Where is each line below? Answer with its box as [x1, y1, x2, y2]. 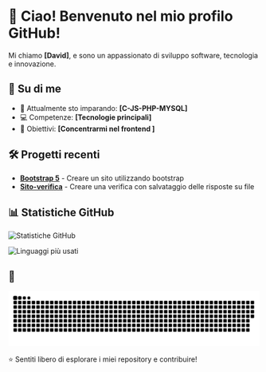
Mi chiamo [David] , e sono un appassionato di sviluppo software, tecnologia [8, 50, 259, 60]
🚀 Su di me [8, 82, 62, 96]
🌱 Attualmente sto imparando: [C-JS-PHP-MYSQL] [19, 103, 188, 113]
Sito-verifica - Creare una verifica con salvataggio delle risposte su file [19, 181, 255, 191]
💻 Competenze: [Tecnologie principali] [19, 112, 152, 122]
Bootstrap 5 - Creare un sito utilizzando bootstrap [19, 173, 185, 183]
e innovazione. [8, 59, 57, 69]
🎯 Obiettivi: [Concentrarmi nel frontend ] [19, 124, 155, 133]
